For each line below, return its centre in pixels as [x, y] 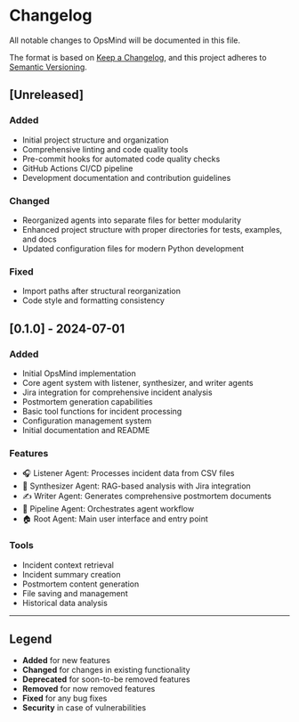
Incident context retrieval [68, 565]
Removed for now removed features [89, 689]
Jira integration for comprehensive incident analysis [117, 392]
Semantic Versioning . [48, 67]
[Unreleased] [47, 95]
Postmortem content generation [81, 584]
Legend [31, 639]
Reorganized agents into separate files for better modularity [132, 220]
